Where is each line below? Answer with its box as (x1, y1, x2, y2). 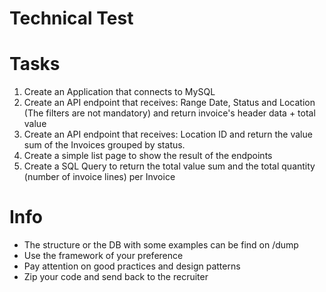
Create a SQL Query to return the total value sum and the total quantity (23, 160, 316, 172)
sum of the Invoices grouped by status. (23, 139, 186, 151)
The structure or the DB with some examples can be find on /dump (23, 239, 299, 251)
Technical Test (9, 7, 134, 30)
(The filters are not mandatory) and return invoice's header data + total (23, 107, 316, 119)
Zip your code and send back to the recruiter (23, 271, 209, 283)
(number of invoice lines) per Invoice (23, 171, 176, 183)
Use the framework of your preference (23, 250, 184, 262)
